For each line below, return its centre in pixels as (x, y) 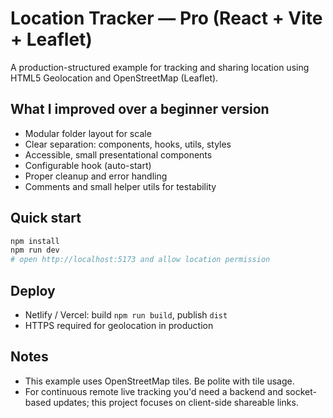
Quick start (46, 218)
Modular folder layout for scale (88, 133)
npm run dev (35, 250)
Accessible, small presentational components (118, 154)
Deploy (33, 290)
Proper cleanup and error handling (96, 176)
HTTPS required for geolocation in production (119, 325)
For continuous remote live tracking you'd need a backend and (154, 391)
